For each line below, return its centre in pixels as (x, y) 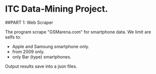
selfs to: (13, 37)
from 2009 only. (28, 52)
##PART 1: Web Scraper (29, 22)
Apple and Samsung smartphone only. (51, 46)
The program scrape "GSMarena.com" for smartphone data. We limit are (78, 32)
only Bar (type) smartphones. (42, 56)
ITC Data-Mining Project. (57, 9)
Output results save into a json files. (41, 66)
